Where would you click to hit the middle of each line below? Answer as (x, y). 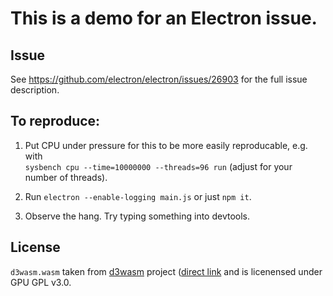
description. (35, 90)
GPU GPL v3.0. (41, 282)
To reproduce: (55, 121)
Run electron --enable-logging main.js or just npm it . (138, 196)
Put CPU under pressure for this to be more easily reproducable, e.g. (166, 145)
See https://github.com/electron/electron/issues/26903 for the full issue (159, 79)
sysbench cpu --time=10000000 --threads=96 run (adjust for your (158, 166)
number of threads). (66, 177)
